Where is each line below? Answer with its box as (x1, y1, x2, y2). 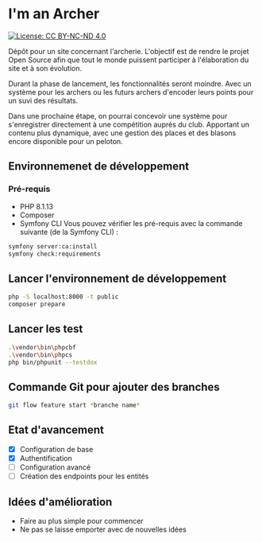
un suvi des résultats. (8, 96, 79, 105)
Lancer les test (8, 322, 83, 336)
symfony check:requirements (8, 250, 102, 258)
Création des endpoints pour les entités (19, 471, 149, 482)
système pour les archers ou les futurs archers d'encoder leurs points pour (8, 87, 254, 96)
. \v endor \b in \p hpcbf (8, 343, 77, 351)
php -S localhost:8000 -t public (8, 293, 119, 301)
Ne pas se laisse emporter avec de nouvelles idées (19, 524, 187, 534)
